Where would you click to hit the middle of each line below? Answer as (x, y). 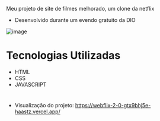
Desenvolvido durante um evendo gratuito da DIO (75, 20)
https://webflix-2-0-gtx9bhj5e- (113, 106)
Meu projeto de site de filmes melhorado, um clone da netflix (80, 9)
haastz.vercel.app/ (37, 112)
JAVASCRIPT (31, 84)
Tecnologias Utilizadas (63, 55)
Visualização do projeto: (44, 106)
